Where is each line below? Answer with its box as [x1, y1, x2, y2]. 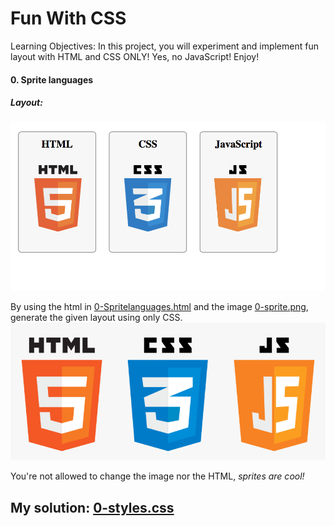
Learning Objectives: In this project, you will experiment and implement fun [10, 40, 319, 52]
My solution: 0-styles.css [10, 499, 175, 516]
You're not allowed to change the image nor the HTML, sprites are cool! [10, 470, 305, 482]
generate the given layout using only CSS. [10, 312, 183, 324]
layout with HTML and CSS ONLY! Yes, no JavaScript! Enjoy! [10, 50, 260, 62]
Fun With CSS [10, 7, 127, 30]
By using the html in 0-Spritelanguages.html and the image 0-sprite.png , [10, 301, 309, 313]
